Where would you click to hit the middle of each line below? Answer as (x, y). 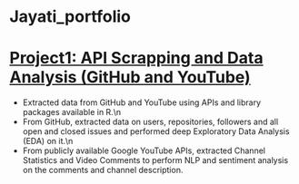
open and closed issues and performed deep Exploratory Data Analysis (156, 131)
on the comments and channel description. (103, 170)
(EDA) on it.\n (48, 141)
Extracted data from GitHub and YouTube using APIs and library (142, 102)
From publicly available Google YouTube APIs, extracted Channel (144, 150)
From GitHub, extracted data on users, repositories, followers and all (150, 122)
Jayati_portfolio (70, 17)
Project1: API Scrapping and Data (136, 58)
